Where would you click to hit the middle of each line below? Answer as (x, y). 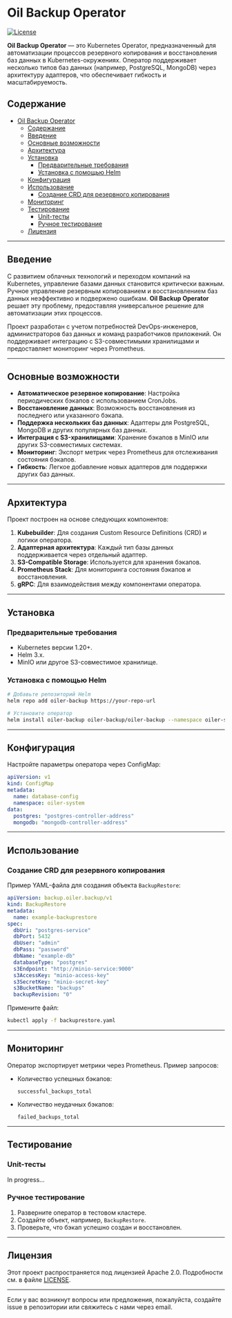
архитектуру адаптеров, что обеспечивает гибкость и (87, 75)
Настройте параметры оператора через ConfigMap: (84, 764)
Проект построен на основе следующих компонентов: (88, 519)
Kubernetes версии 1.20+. (55, 647)
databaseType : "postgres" (51, 962)
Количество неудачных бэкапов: (65, 1104)
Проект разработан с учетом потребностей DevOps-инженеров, (103, 326)
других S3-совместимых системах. (70, 445)
